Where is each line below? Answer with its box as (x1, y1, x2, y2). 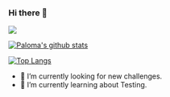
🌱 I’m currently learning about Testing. (19, 80, 147, 90)
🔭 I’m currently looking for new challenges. (19, 71, 163, 81)
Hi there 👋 (8, 7, 48, 18)
